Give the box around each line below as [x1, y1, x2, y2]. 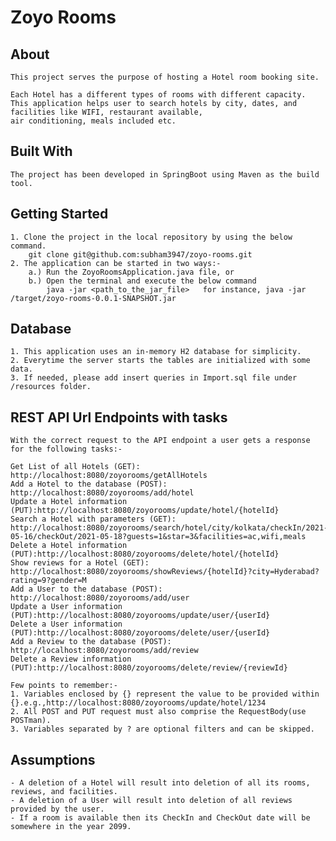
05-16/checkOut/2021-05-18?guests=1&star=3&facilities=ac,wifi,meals [10, 532, 307, 542]
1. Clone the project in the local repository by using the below [10, 232, 293, 242]
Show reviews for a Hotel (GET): [10, 558, 150, 568]
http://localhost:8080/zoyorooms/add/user [10, 593, 190, 603]
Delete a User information [10, 619, 123, 630]
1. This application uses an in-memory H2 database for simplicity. [10, 347, 302, 357]
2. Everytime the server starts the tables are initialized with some [10, 356, 311, 366]
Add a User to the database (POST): [10, 584, 163, 595]
